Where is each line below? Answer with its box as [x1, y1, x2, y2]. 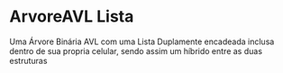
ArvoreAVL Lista [9, 6, 134, 27]
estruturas [9, 55, 48, 66]
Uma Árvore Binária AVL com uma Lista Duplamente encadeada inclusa [9, 36, 275, 47]
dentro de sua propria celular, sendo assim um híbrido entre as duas [9, 45, 263, 56]
